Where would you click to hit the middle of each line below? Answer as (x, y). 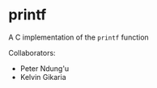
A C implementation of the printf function (79, 37)
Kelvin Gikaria (43, 77)
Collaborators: (32, 52)
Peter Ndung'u (45, 68)
